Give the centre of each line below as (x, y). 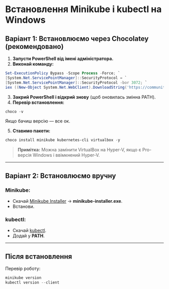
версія (24, 155)
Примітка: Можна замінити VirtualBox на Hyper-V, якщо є (79, 150)
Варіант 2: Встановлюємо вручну (61, 176)
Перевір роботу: (23, 269)
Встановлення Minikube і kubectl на (83, 9)
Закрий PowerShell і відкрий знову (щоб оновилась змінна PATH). (84, 97)
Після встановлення (39, 256)
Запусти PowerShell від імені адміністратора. (63, 59)
